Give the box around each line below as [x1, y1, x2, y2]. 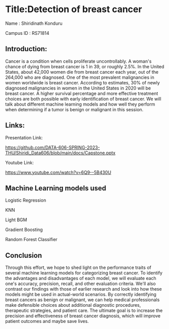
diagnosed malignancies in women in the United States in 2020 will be [5, 85, 151, 91]
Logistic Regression [5, 197, 46, 203]
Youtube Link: [5, 159, 34, 165]
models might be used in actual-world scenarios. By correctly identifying [5, 292, 156, 298]
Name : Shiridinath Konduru [5, 20, 63, 26]
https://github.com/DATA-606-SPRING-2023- [5, 144, 100, 150]
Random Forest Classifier [5, 237, 58, 243]
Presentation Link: [5, 134, 43, 140]
